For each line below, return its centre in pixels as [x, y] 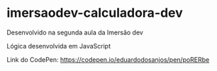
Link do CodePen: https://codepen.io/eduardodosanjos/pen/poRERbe [108, 59]
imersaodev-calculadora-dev [95, 13]
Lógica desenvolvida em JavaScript [59, 46]
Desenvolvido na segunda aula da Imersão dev [75, 32]
